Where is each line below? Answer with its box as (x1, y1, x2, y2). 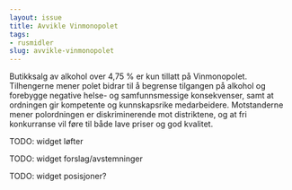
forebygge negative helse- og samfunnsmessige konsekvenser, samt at (9, 91, 274, 101)
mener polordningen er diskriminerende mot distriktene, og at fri (9, 109, 247, 120)
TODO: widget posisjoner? (9, 171, 107, 182)
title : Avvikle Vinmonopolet (9, 22, 119, 30)
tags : (9, 30, 30, 39)
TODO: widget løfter (9, 136, 84, 147)
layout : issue (9, 13, 63, 22)
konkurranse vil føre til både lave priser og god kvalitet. (9, 118, 214, 130)
